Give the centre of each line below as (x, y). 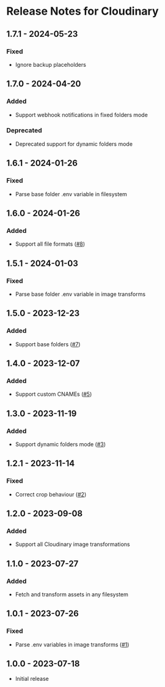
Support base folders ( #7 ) (48, 344)
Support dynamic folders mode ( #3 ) (60, 444)
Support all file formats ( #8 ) (50, 244)
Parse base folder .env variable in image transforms (80, 294)
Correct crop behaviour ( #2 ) (51, 494)
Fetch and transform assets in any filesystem (71, 594)
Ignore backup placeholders (51, 64)
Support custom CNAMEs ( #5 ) (53, 394)
